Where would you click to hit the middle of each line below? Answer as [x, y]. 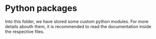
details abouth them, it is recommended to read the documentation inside [78, 26]
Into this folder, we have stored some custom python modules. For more [77, 21]
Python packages [41, 8]
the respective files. [25, 31]
